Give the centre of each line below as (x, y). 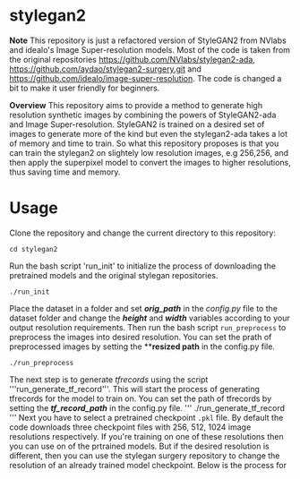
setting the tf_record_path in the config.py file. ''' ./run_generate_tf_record (147, 407)
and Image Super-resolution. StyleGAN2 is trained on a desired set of (137, 124)
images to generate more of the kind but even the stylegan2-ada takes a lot (149, 133)
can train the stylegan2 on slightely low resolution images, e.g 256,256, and (149, 152)
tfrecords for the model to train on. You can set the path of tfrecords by (140, 398)
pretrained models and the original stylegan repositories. (114, 275)
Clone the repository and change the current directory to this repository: (142, 233)
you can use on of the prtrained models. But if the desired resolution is (140, 446)
